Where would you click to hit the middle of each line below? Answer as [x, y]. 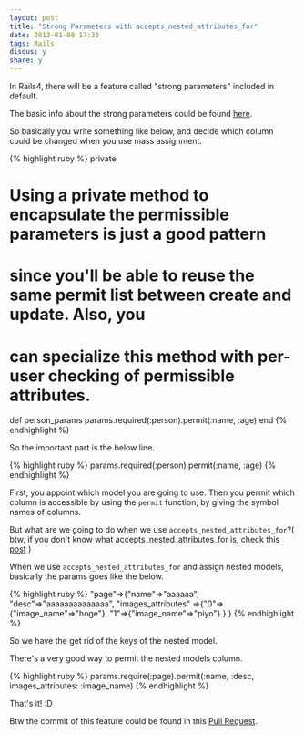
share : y [26, 60]
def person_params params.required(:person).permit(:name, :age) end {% [148, 420]
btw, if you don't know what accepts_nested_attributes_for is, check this [145, 540]
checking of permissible [141, 376]
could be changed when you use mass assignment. [106, 141]
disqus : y [28, 52]
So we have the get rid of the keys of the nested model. [113, 641]
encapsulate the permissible [120, 215]
